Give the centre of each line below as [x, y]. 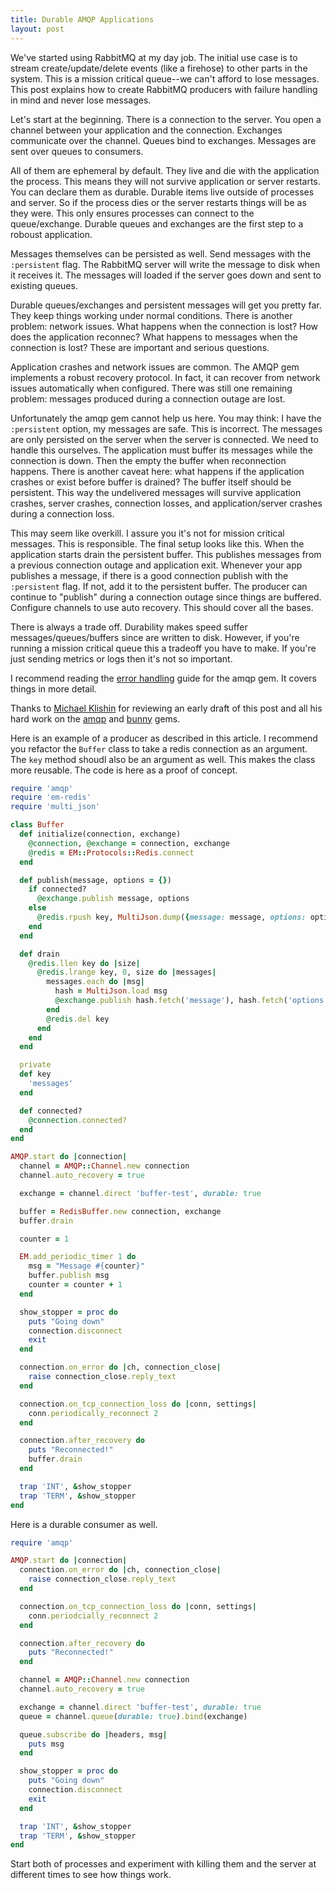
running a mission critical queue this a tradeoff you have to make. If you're [163, 648]
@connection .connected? [78, 1120]
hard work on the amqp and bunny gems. [95, 718]
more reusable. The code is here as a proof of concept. [124, 770]
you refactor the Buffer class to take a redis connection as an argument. [159, 748]
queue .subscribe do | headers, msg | [93, 1734]
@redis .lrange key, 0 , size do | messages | [126, 972]
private [35, 1065]
